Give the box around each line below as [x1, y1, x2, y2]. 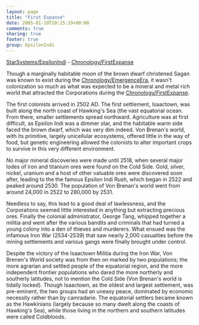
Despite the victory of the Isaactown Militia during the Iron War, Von [6, 249, 173, 257]
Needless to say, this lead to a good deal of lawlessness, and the [6, 200, 166, 207]
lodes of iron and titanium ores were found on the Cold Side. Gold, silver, [6, 162, 185, 170]
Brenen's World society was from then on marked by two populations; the [6, 256, 188, 263]
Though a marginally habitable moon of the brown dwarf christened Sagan [6, 70, 190, 77]
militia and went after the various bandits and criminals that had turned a [6, 219, 185, 226]
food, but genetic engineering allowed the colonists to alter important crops [6, 139, 192, 146]
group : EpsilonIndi [6, 42, 55, 48]
